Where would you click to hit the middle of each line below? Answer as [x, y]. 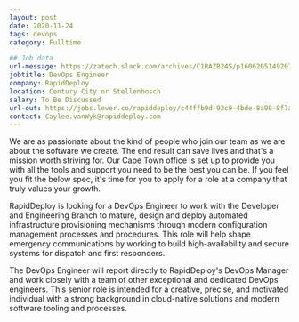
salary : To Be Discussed [55, 100]
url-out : [25, 108]
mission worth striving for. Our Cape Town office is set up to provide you [142, 160]
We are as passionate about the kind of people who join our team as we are [148, 141]
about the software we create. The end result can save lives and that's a [141, 151]
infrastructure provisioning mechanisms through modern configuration [138, 225]
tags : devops [33, 34]
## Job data [31, 59]
